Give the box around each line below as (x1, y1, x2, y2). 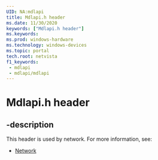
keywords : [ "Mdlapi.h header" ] (6, 25, 84, 32)
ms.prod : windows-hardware (6, 37, 74, 43)
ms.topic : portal (6, 48, 50, 54)
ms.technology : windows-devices (6, 43, 87, 49)
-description (6, 119, 54, 129)
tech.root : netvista (6, 53, 58, 59)
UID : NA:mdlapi (6, 8, 44, 15)
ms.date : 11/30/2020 (6, 20, 58, 26)
